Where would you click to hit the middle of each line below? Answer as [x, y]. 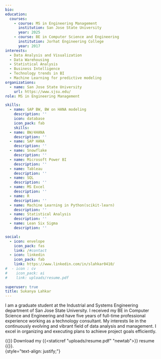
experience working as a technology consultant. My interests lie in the [76, 321]
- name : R [19, 196]
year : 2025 [29, 32]
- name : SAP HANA [27, 142]
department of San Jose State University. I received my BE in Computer [77, 311]
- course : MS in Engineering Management [56, 23]
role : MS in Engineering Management [42, 96]
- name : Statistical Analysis [40, 214]
